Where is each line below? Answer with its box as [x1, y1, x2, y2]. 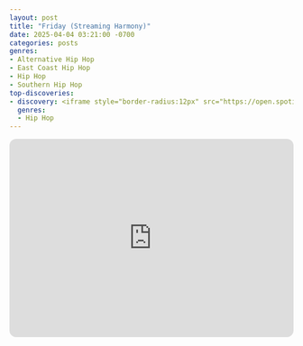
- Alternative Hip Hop [9, 55, 95, 64]
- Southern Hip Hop [9, 80, 83, 89]
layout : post [9, 13, 59, 23]
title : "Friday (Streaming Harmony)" [9, 22, 151, 31]
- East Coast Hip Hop [9, 64, 91, 73]
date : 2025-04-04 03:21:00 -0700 [9, 30, 135, 39]
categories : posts [9, 38, 78, 48]
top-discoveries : [9, 88, 75, 97]
